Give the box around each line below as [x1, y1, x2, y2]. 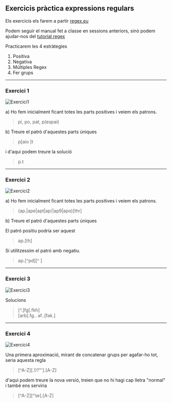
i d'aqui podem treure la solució [5, 149, 72, 155]
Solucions [5, 297, 27, 303]
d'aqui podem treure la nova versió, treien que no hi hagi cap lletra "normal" [5, 377, 165, 383]
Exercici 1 [5, 87, 30, 94]
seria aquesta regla [5, 357, 46, 363]
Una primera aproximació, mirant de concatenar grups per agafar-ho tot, [5, 352, 158, 358]
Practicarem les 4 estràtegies [5, 43, 68, 49]
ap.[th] [17, 237, 32, 244]
